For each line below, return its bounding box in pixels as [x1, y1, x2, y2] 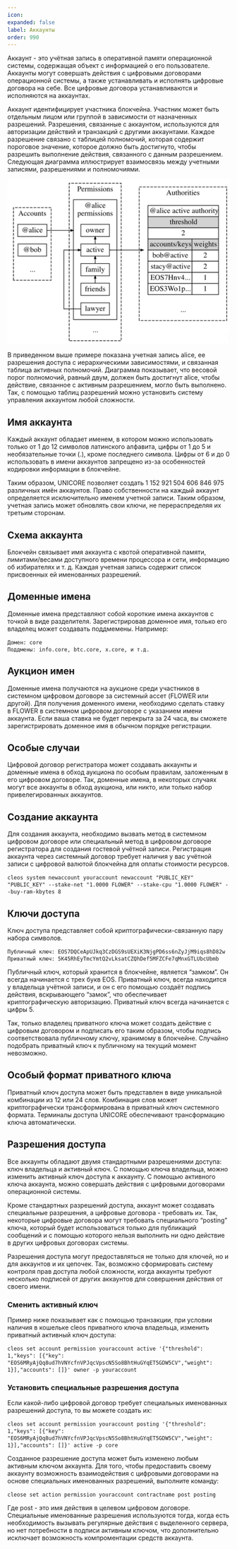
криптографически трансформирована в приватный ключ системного [7, 1103, 220, 1111]
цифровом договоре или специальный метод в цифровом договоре [7, 837, 212, 846]
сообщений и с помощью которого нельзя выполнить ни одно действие [7, 1231, 225, 1239]
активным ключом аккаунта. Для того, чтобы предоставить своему [7, 1461, 212, 1471]
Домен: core [7, 639, 42, 646]
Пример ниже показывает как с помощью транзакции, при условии [7, 1315, 213, 1324]
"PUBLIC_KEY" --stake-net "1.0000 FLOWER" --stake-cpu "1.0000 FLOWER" [7, 881, 222, 888]
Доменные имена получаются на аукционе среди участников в [7, 684, 200, 692]
